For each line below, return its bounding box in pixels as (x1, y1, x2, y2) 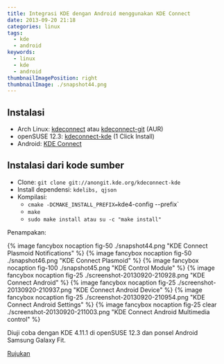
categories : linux (7, 23, 60, 30)
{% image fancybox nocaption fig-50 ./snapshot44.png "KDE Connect (7, 242, 208, 250)
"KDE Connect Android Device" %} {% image (73, 285, 203, 294)
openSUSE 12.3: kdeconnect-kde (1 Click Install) (17, 132, 155, 140)
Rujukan (7, 349, 31, 357)
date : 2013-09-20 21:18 (7, 17, 76, 24)
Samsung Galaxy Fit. (7, 336, 66, 344)
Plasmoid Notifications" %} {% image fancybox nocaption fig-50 (7, 248, 192, 257)
